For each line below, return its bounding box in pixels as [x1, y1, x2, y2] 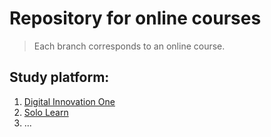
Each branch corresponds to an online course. [33, 40, 226, 52]
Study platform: [9, 69, 110, 86]
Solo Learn [23, 106, 69, 118]
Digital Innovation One [23, 95, 116, 107]
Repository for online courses [9, 7, 262, 30]
